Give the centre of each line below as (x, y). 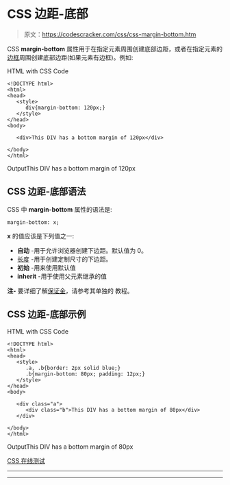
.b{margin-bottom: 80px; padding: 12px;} (85, 374)
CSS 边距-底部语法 (47, 191)
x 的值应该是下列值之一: (41, 236)
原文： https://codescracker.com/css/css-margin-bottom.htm (110, 34)
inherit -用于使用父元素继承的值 (62, 276)
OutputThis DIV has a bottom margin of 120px (71, 168)
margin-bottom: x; (33, 222)
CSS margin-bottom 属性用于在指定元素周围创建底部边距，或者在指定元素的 (115, 49)
